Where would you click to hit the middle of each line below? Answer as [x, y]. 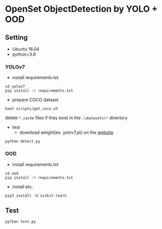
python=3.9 [24, 54]
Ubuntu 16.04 [26, 49]
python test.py [21, 222]
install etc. [23, 187]
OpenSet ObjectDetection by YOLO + [81, 9]
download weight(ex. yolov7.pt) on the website [66, 132]
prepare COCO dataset [35, 100]
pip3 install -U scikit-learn [36, 196]
